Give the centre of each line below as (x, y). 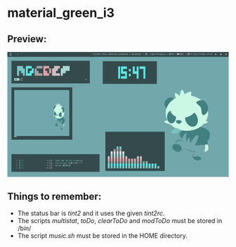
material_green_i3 (61, 13)
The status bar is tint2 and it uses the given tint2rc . (91, 213)
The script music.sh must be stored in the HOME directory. (102, 236)
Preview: (27, 39)
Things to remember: (54, 196)
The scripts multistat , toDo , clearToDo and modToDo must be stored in (120, 221)
